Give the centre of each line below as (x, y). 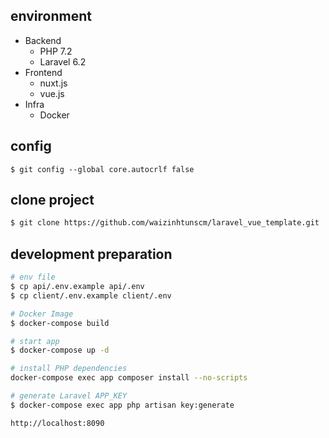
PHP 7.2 (56, 51)
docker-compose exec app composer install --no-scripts (129, 378)
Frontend (43, 72)
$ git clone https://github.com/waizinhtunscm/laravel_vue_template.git (165, 223)
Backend (43, 40)
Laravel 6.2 (63, 61)
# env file (33, 277)
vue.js (52, 93)
